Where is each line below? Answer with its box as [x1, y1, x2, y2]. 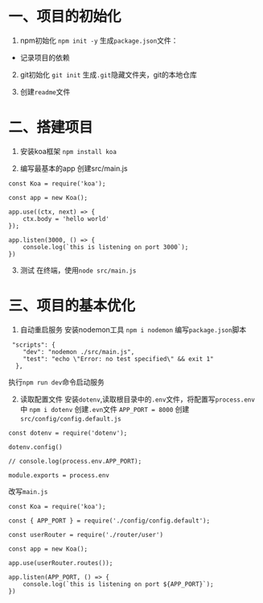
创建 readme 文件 [19, 86, 71, 97]
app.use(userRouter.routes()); [8, 559, 113, 567]
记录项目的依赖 [19, 52, 70, 62]
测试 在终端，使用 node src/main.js [19, 265, 137, 275]
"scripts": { [11, 340, 56, 349]
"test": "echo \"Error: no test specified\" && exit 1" [23, 355, 215, 363]
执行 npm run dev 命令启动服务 [8, 376, 105, 387]
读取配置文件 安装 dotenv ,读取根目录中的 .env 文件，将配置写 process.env [19, 394, 256, 404]
